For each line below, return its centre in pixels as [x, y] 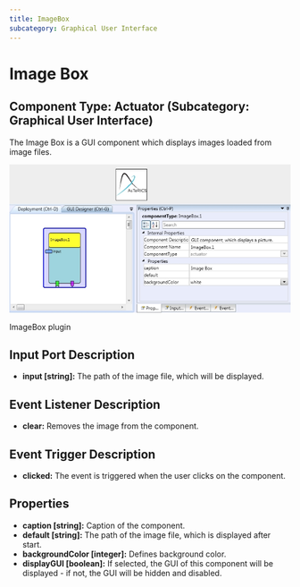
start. [32, 544]
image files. [30, 151]
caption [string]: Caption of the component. [104, 525]
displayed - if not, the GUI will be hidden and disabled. [122, 573]
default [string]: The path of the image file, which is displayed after [146, 535]
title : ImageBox [39, 19]
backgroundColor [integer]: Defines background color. [124, 554]
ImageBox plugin [40, 327]
